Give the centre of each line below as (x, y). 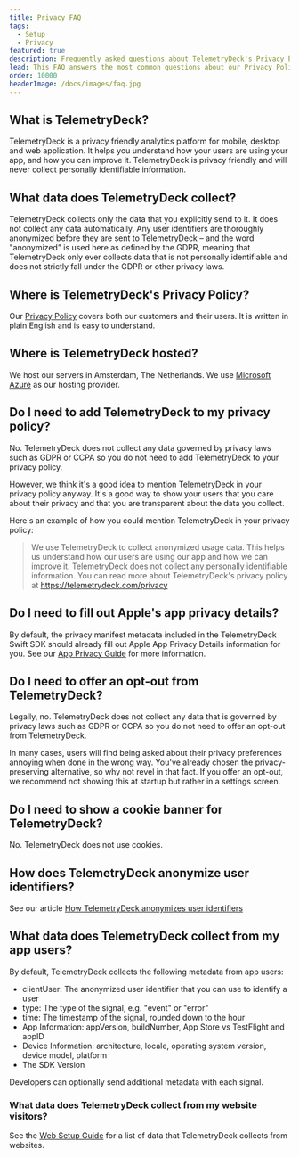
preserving (29, 772)
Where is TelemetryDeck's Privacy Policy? (129, 295)
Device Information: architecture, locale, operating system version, (144, 1046)
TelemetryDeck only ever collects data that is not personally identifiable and (149, 257)
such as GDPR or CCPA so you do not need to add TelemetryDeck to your (144, 457)
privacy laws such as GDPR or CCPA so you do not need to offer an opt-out (147, 726)
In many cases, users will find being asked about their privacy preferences (145, 753)
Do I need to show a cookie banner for (116, 809)
